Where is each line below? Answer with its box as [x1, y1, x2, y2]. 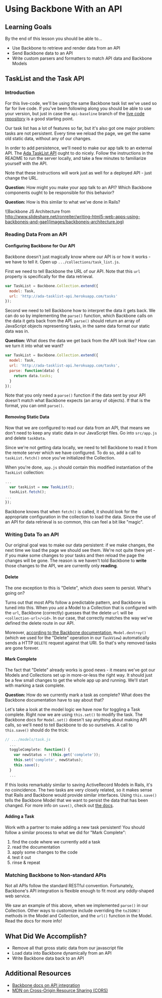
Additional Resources [5, 969, 71, 978]
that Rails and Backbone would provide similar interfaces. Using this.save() [5, 792, 157, 798]
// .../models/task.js [5, 737, 51, 742]
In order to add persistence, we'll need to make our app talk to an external [5, 145, 152, 151]
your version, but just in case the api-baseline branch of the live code [5, 110, 145, 116]
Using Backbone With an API [5, 3, 122, 15]
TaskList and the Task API [5, 74, 85, 83]
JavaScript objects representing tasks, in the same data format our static [5, 323, 150, 329]
